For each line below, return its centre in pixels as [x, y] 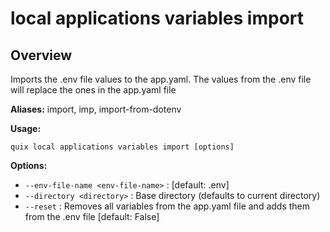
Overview [41, 55]
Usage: [26, 128]
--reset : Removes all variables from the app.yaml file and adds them [167, 206]
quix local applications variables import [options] [122, 147]
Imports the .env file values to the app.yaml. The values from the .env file [161, 79]
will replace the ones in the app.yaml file [93, 90]
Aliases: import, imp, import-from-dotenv [96, 109]
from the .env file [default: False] [92, 216]
